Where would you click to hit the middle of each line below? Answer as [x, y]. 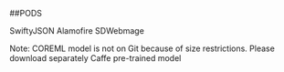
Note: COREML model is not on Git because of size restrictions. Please [142, 48]
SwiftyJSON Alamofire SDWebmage [77, 31]
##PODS [26, 13]
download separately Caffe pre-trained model [95, 58]
